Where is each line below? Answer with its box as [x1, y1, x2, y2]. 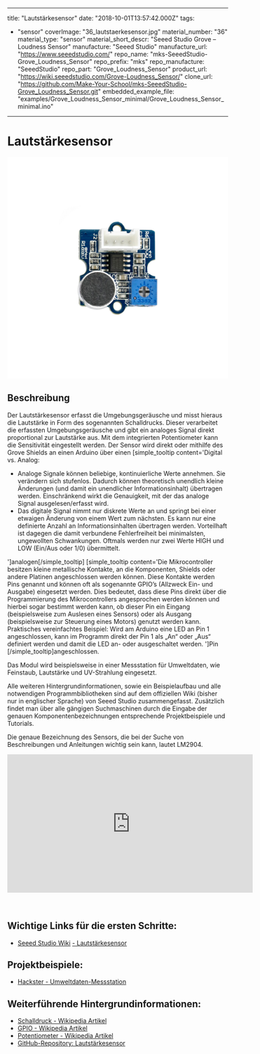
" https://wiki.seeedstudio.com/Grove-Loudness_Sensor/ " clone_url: [17, 72, 213, 81]
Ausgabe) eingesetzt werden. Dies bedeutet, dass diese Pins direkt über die [7, 587, 227, 596]
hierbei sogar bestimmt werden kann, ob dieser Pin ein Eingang [7, 602, 191, 611]
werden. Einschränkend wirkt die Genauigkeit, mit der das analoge [17, 491, 210, 500]
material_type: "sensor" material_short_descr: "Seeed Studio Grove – [17, 35, 217, 43]
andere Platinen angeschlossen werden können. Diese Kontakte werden [7, 572, 215, 580]
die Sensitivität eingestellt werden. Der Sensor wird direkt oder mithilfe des [7, 441, 224, 449]
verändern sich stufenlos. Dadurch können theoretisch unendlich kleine [17, 476, 224, 485]
